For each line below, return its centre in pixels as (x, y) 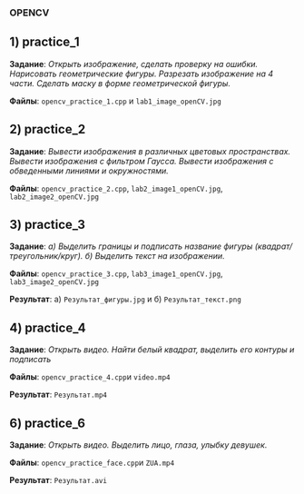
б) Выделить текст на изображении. (155, 256)
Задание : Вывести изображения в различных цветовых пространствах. (150, 151)
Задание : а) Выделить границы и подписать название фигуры (131, 246)
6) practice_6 (48, 423)
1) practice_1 (44, 42)
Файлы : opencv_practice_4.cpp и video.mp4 (90, 377)
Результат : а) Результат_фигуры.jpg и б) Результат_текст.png (126, 299)
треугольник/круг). (46, 256)
